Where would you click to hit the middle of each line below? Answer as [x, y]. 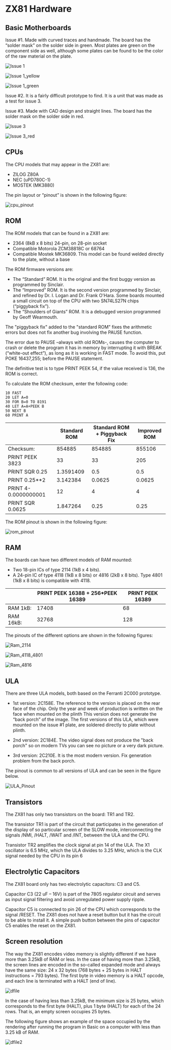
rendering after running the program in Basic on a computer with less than [83, 1027]
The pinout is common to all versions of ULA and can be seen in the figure [83, 771]
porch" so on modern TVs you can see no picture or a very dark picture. [88, 746]
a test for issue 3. [23, 101]
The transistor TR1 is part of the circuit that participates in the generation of [84, 824]
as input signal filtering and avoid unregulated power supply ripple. [75, 899]
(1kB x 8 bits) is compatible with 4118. [52, 581]
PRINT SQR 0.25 [28, 471]
